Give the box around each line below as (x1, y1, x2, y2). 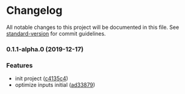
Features (6, 61, 33, 69)
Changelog (6, 4, 63, 17)
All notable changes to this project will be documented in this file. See (6, 23, 180, 31)
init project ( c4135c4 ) (14, 75, 68, 82)
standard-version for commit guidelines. (6, 30, 106, 37)
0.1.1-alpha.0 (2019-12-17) (6, 45, 84, 53)
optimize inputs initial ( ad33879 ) (14, 81, 95, 89)
